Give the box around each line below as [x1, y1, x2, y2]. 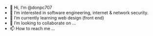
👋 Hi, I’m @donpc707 [9, 5, 52, 10]
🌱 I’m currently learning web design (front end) [9, 15, 104, 20]
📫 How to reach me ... [9, 26, 55, 31]
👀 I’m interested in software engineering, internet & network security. [9, 10, 149, 16]
